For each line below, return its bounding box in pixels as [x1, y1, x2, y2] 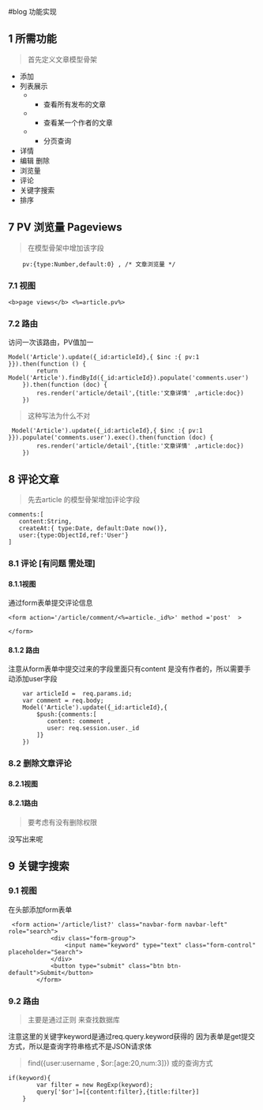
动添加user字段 [8, 674, 58, 684]
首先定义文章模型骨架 [27, 54, 97, 64]
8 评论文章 [8, 472, 59, 486]
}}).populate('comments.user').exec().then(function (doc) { [8, 433, 214, 442]
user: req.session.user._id [47, 725, 140, 733]
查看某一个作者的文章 [43, 118, 113, 127]
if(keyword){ [8, 1074, 51, 1082]
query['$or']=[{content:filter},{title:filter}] [36, 1088, 200, 1096]
